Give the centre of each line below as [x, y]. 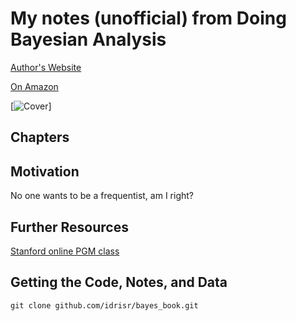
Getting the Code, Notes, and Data [119, 282]
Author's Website [46, 67]
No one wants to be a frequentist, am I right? [102, 196]
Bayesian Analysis [88, 39]
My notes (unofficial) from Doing [148, 18]
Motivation [45, 171]
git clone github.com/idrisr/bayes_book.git [104, 305]
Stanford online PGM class [65, 251]
